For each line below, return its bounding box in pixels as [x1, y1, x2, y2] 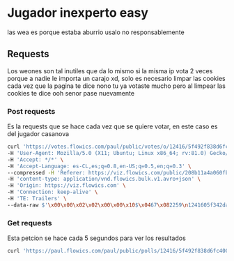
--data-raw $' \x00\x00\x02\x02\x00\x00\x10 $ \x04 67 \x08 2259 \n [7, 201, 189, 209]
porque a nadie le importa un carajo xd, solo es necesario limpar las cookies [7, 74, 226, 82]
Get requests [7, 218, 52, 228]
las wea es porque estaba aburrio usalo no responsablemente [7, 28, 185, 36]
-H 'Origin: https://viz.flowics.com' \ [7, 182, 127, 189]
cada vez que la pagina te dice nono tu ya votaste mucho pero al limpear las [7, 82, 226, 90]
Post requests [7, 106, 56, 116]
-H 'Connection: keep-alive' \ [7, 188, 98, 196]
